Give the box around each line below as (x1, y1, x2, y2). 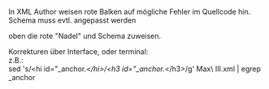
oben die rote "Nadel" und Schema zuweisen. (8, 32, 162, 40)
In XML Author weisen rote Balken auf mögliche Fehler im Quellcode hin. (8, 7, 251, 16)
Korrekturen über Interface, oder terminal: (8, 47, 149, 56)
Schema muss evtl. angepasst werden (8, 15, 137, 25)
